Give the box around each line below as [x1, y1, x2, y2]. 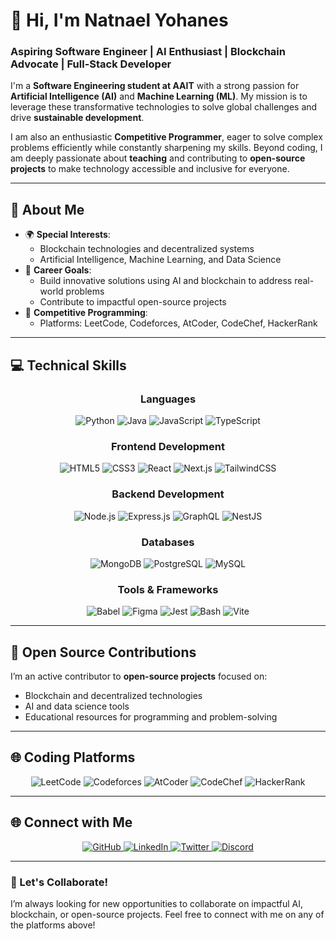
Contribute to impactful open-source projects [39, 296, 227, 308]
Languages [139, 392, 197, 406]
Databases [141, 535, 195, 549]
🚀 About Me [10, 201, 85, 218]
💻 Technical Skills [10, 357, 127, 374]
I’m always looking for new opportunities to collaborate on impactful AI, [10, 897, 304, 909]
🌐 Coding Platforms [10, 749, 136, 766]
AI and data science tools [24, 700, 130, 712]
